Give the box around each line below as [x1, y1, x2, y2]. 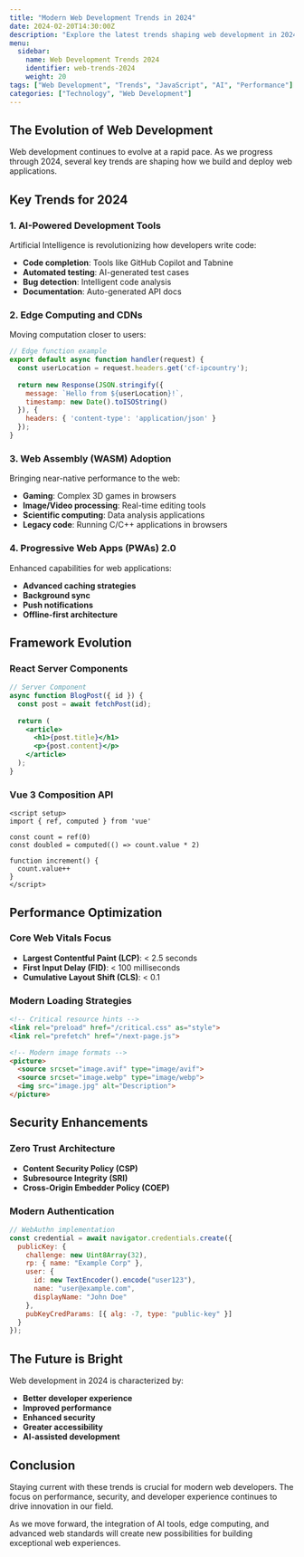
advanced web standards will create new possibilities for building [9, 1527, 253, 1539]
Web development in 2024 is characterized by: [9, 1375, 184, 1386]
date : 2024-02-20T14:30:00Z [9, 22, 116, 31]
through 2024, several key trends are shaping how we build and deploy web [9, 156, 292, 167]
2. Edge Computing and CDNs [9, 309, 143, 321]
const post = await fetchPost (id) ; [17, 699, 152, 709]
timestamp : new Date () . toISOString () [25, 397, 168, 406]
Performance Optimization [9, 904, 163, 920]
